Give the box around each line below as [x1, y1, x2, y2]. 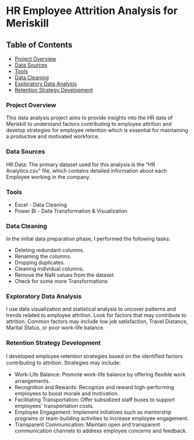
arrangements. [14, 377, 50, 384]
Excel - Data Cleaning [14, 201, 67, 208]
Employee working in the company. [6, 173, 91, 180]
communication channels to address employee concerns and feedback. [14, 427, 188, 434]
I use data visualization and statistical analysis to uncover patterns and [6, 305, 176, 312]
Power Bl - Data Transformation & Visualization [14, 207, 127, 214]
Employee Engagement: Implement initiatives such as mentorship [14, 408, 172, 415]
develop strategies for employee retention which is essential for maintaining [6, 127, 189, 134]
